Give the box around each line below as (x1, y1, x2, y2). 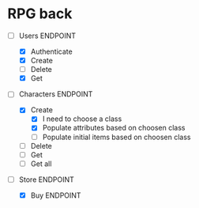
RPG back (7, 5, 73, 23)
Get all (30, 159, 52, 168)
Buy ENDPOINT (30, 191, 81, 200)
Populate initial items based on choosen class (42, 132, 191, 142)
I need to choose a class (42, 114, 122, 123)
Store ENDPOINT (18, 175, 74, 184)
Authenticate (30, 47, 73, 56)
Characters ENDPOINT (18, 89, 93, 99)
